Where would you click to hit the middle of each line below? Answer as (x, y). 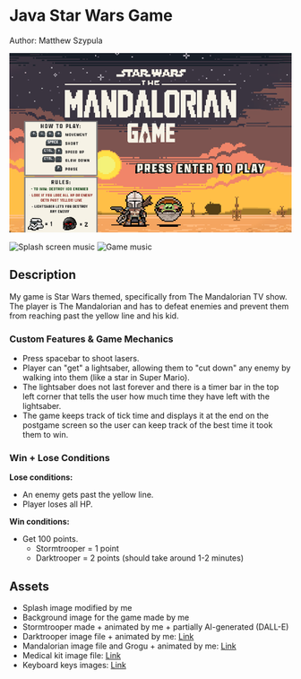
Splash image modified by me (77, 608)
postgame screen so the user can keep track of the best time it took (147, 425)
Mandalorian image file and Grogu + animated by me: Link (129, 646)
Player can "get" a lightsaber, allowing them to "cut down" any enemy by (156, 368)
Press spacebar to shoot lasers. (81, 359)
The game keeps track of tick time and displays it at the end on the (146, 416)
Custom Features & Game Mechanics (91, 339)
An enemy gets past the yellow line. (88, 495)
